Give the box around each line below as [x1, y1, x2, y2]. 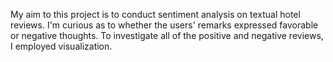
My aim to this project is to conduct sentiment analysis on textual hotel [10, 9, 301, 20]
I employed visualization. [10, 40, 113, 52]
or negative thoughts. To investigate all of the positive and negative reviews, [10, 30, 324, 41]
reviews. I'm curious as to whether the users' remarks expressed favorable [10, 19, 319, 31]
